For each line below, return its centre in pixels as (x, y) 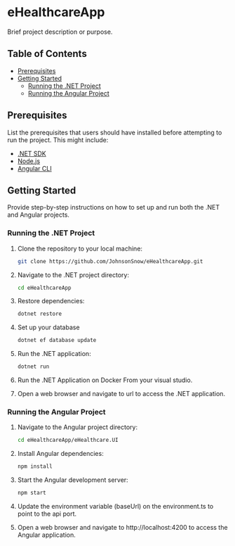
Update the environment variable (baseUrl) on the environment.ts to (115, 506)
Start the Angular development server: (73, 480)
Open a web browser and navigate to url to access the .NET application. (121, 394)
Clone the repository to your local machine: (80, 248)
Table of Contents (47, 54)
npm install (35, 466)
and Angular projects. (39, 215)
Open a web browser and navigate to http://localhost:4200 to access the (122, 527)
